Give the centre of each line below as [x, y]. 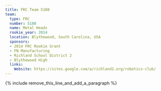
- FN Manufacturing [30, 51]
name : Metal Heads [29, 28]
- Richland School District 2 [41, 55]
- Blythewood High [29, 60]
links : [16, 64]
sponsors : [20, 42]
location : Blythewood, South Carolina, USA [55, 37]
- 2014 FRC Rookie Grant [35, 46]
